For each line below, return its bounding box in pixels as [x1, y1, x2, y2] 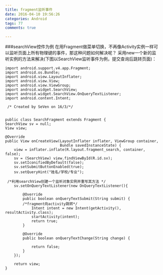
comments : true [5, 25, 36, 30]
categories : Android [5, 16, 47, 21]
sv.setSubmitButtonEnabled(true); [14, 165, 84, 170]
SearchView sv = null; [5, 122, 51, 126]
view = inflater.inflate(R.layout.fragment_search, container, [14, 148, 146, 152]
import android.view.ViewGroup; [5, 83, 71, 88]
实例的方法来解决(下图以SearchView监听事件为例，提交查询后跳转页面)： [9, 56, 157, 62]
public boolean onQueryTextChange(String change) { [23, 236, 131, 241]
